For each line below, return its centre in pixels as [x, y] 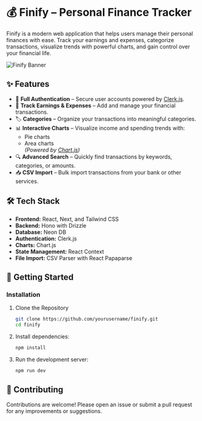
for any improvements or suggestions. [54, 411]
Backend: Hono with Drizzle [51, 225]
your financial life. [29, 53]
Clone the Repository [42, 308]
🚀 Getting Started [40, 277]
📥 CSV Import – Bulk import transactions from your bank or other [98, 172]
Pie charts [37, 136]
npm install [30, 348]
